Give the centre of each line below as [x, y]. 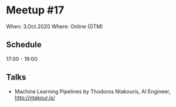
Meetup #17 [35, 10]
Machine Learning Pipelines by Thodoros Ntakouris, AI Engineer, [93, 91]
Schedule [24, 45]
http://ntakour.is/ [35, 98]
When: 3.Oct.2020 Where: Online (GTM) [55, 26]
